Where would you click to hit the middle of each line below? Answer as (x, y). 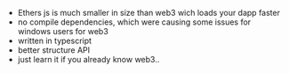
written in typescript (54, 40)
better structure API (54, 50)
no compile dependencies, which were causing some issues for (134, 22)
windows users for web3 (63, 31)
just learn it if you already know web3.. (88, 59)
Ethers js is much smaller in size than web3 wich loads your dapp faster (149, 13)
